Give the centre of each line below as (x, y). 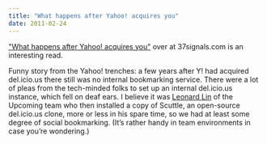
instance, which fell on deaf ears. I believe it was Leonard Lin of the (121, 96)
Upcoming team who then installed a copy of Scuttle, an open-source (124, 105)
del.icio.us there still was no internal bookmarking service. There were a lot (133, 79)
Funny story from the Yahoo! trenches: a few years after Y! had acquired (129, 70)
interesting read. (36, 55)
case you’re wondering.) (49, 131)
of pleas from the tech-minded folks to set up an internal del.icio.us (121, 88)
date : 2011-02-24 (38, 23)
